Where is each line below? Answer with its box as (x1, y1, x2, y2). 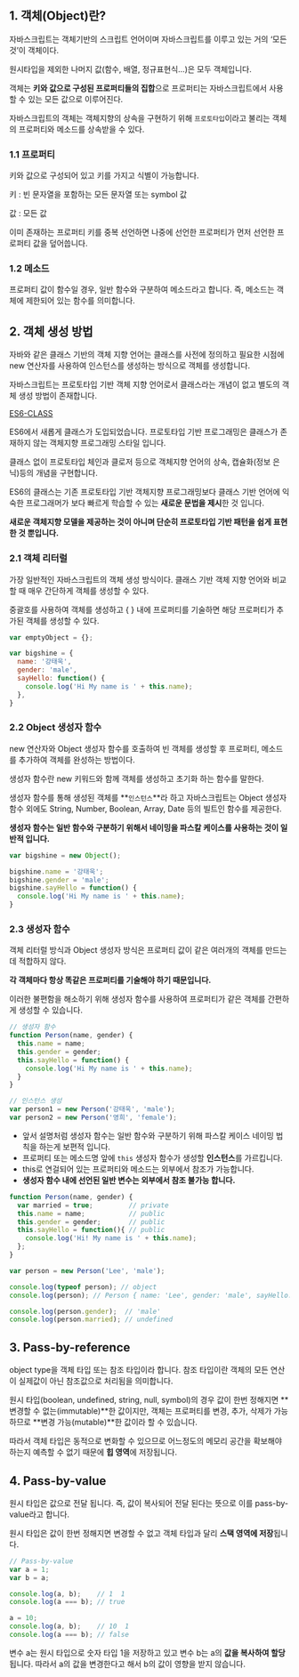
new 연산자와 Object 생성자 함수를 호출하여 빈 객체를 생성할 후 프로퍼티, (9, 743, 260, 754)
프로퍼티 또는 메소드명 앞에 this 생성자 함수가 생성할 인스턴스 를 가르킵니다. (21, 1152, 283, 1163)
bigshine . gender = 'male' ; (9, 875, 109, 884)
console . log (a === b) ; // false (9, 1631, 129, 1640)
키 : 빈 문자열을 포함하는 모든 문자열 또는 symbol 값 (9, 189, 188, 200)
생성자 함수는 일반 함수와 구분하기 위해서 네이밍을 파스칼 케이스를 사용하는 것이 (9, 822, 279, 833)
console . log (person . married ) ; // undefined (9, 1315, 174, 1324)
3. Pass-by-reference (9, 1340, 131, 1355)
